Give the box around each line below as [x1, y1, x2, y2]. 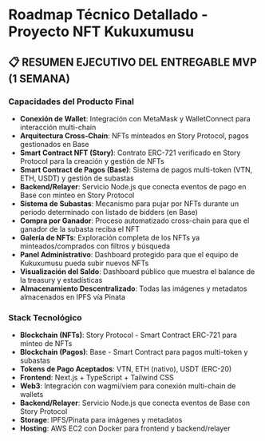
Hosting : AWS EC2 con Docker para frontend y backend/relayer [19, 423, 231, 433]
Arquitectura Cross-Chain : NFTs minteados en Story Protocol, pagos [19, 130, 249, 141]
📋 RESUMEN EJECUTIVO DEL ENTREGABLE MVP [8, 55, 257, 69]
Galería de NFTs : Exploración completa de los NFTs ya [19, 232, 200, 242]
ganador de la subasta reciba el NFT [19, 224, 140, 233]
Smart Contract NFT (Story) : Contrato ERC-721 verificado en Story [19, 148, 241, 157]
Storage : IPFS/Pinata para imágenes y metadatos [19, 415, 183, 425]
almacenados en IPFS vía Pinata [19, 292, 126, 301]
